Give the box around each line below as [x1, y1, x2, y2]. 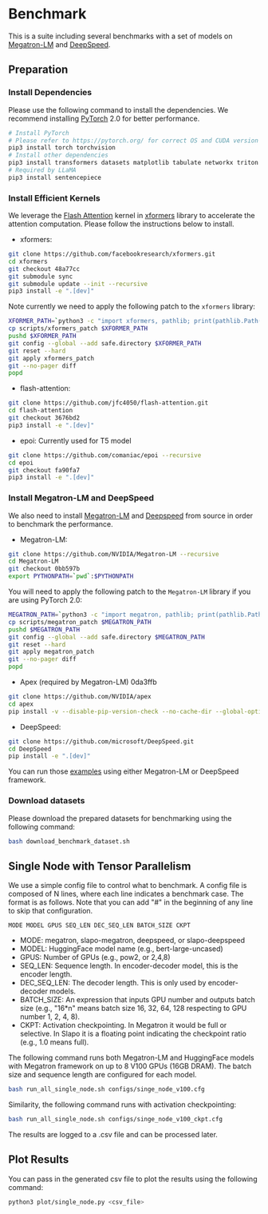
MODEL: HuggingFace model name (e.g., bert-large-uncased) [19, 944, 223, 953]
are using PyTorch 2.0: [8, 595, 82, 605]
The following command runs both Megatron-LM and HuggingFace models [8, 1053, 254, 1063]
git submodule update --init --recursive [8, 280, 148, 288]
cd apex [8, 700, 34, 708]
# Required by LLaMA [8, 166, 77, 174]
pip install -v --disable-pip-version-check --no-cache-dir [8, 707, 213, 715]
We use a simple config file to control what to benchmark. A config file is [8, 881, 247, 890]
